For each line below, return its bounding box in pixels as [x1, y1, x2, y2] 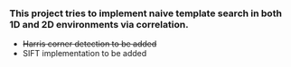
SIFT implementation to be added [22, 48, 147, 59]
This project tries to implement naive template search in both [9, 7, 283, 20]
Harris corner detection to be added [22, 38, 157, 49]
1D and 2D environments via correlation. [9, 18, 189, 30]
